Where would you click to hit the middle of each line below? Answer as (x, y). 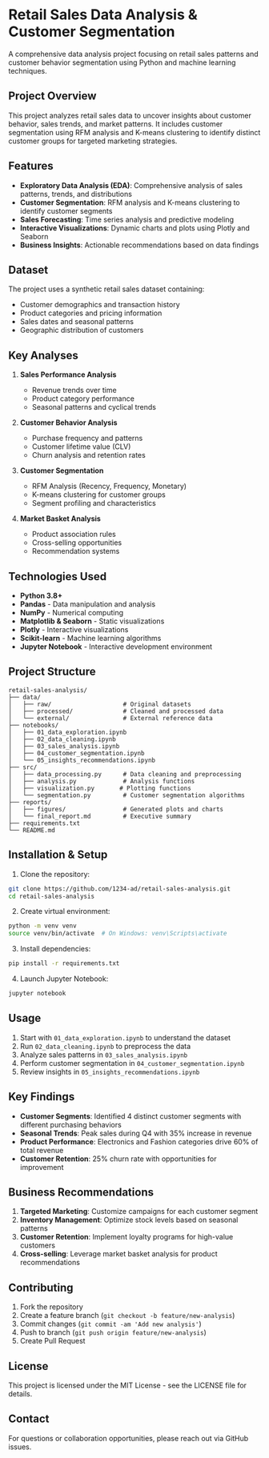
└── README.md (32, 830)
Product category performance (83, 399)
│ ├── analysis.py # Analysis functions (102, 781)
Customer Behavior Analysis (68, 423)
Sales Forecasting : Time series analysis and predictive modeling (127, 219)
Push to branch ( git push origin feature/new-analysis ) (113, 1332)
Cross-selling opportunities (77, 543)
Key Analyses (43, 355)
